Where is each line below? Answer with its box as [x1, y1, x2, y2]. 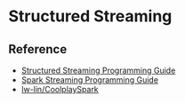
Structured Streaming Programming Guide [20, 65, 176, 75]
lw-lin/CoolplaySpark [20, 84, 99, 94]
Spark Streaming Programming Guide [20, 75, 159, 85]
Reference [8, 42, 68, 57]
